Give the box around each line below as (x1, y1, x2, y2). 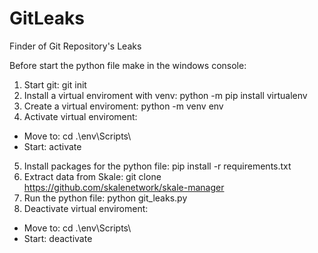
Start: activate (23, 140, 82, 152)
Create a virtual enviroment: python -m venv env (23, 100, 224, 112)
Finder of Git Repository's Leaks (9, 40, 142, 52)
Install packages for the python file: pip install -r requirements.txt (23, 160, 292, 172)
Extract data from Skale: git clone (23, 170, 162, 182)
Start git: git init (23, 78, 87, 91)
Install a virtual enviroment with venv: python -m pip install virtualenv (23, 89, 308, 101)
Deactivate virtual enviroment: (23, 202, 149, 214)
